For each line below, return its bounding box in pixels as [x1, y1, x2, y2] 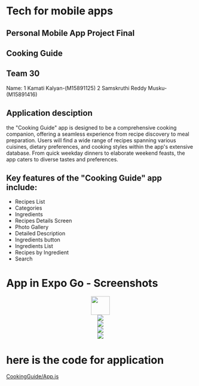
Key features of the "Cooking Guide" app [6, 173, 163, 183]
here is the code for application [6, 353, 164, 367]
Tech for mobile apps [6, 4, 114, 18]
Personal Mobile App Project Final [6, 28, 135, 38]
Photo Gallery [14, 223, 49, 231]
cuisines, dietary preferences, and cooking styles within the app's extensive [6, 143, 193, 150]
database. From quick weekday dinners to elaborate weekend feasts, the [6, 149, 185, 157]
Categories [14, 204, 42, 212]
